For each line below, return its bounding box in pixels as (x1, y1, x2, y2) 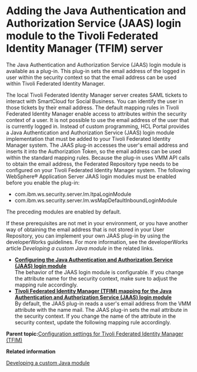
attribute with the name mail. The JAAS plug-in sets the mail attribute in (14, 306, 188, 313)
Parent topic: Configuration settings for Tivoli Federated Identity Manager (6, 330, 183, 337)
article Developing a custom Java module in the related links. (6, 245, 154, 252)
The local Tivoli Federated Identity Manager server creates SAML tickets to (6, 91, 188, 98)
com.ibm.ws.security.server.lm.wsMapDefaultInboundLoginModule (14, 196, 178, 204)
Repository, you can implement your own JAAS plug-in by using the (6, 232, 170, 239)
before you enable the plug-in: (6, 179, 80, 186)
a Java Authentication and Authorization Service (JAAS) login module (6, 129, 175, 136)
